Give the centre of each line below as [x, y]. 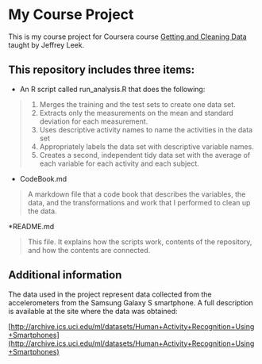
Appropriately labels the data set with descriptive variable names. [146, 146]
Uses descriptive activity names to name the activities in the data [146, 129]
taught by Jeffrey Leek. [46, 44]
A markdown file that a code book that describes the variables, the [137, 194]
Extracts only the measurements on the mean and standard [137, 113]
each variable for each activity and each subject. [119, 163]
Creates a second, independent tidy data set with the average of [145, 155]
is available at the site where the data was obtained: [93, 311]
